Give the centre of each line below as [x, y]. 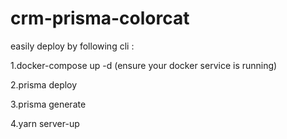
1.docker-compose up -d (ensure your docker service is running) [144, 65]
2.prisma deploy [44, 84]
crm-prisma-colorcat [100, 18]
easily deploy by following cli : [72, 46]
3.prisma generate [48, 104]
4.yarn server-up [45, 123]
